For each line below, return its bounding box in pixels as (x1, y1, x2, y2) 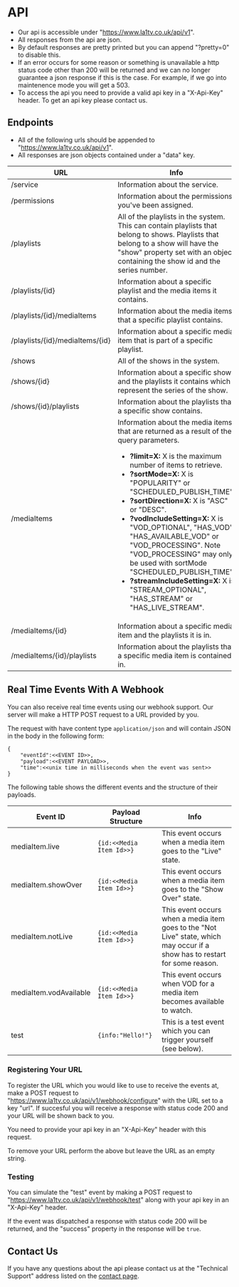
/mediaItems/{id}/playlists (11, 650, 97, 660)
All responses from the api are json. (17, 35, 122, 43)
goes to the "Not (161, 922, 217, 932)
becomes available (161, 996, 225, 1006)
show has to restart (161, 949, 226, 959)
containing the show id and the (117, 256, 221, 266)
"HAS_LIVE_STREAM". (129, 603, 205, 613)
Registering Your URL (7, 1065, 83, 1075)
